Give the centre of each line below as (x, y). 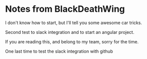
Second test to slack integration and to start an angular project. (70, 32)
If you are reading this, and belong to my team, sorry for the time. (72, 42)
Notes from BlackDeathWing (65, 9)
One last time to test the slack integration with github (59, 51)
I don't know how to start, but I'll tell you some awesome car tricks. (74, 23)
